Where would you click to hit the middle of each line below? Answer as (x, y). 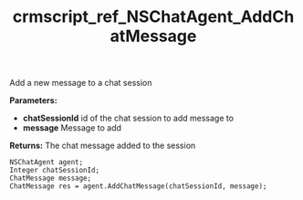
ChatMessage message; (51, 179)
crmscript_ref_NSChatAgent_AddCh (153, 17)
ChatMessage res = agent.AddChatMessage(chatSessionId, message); (138, 186)
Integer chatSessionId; (55, 171)
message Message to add (72, 128)
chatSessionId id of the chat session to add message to (128, 118)
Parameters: (33, 100)
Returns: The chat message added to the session (103, 146)
